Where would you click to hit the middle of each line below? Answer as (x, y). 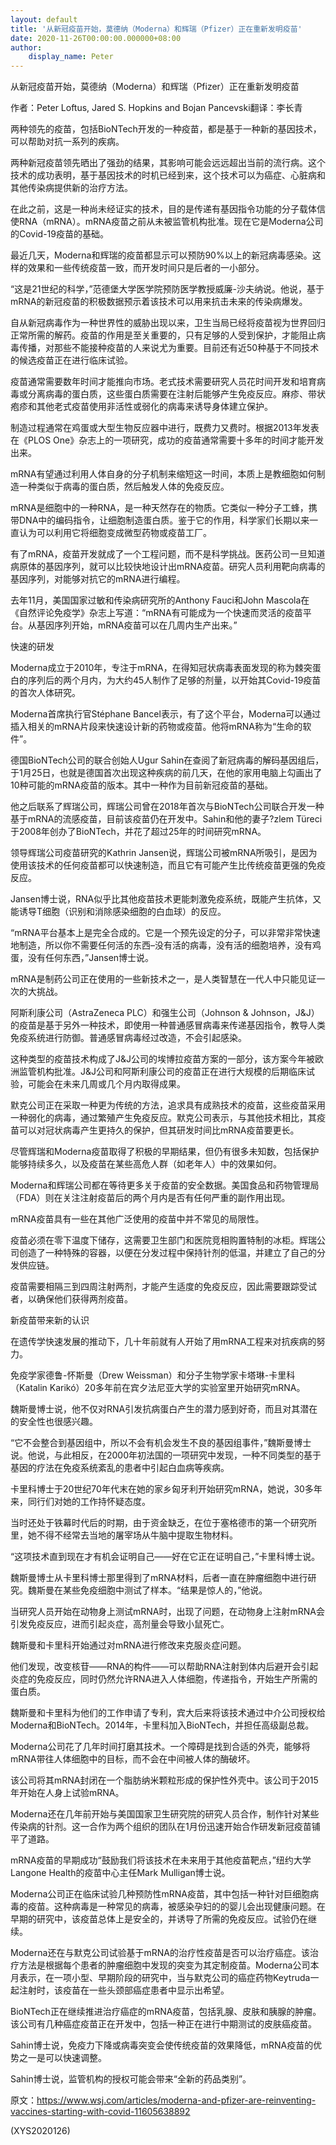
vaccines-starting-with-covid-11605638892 (100, 2112)
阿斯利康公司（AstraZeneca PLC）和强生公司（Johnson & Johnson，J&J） (165, 1013)
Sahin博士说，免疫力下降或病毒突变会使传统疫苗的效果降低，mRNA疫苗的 (162, 2045)
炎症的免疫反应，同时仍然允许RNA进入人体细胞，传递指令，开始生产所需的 (164, 1679)
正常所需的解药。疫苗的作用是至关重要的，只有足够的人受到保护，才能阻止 (163, 335)
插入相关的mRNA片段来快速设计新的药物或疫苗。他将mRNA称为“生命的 (156, 727)
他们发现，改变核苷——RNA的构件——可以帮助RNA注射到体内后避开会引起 (164, 1667)
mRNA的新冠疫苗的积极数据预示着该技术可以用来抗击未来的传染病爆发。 (159, 302)
